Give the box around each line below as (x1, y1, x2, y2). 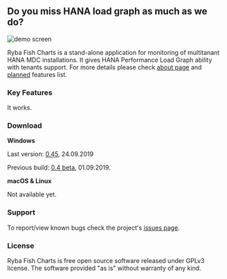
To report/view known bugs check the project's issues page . (7, 223, 180, 232)
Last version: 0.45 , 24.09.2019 (7, 150, 94, 158)
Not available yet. (7, 190, 57, 198)
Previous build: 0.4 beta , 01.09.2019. (7, 163, 111, 172)
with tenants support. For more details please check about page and (7, 62, 202, 71)
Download (7, 121, 43, 130)
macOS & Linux (7, 177, 52, 185)
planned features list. (7, 70, 68, 78)
